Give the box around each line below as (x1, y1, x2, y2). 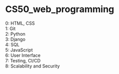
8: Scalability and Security (5, 63, 60, 69)
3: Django (5, 36, 26, 42)
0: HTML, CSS (5, 20, 35, 26)
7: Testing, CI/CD (5, 57, 41, 63)
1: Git (5, 25, 16, 31)
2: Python (5, 31, 26, 37)
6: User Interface (5, 52, 41, 58)
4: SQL (5, 41, 20, 47)
